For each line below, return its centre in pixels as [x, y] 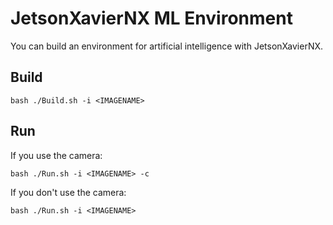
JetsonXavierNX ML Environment [151, 18]
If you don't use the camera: [68, 192]
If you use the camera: [56, 155]
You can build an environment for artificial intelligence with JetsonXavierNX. [167, 46]
